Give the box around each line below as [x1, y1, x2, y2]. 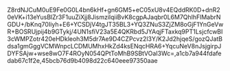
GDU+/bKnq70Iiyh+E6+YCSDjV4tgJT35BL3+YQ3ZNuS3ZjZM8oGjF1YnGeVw [7, 20, 224, 28]
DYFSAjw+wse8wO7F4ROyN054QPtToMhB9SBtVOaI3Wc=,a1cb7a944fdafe [7, 49, 222, 57]
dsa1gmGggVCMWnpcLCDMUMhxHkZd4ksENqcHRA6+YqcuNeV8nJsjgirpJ [7, 42, 222, 50]
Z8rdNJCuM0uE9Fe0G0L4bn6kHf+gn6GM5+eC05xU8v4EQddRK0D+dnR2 [7, 6, 221, 14]
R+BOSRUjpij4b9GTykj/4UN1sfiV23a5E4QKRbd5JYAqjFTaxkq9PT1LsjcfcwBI [7, 27, 223, 35]
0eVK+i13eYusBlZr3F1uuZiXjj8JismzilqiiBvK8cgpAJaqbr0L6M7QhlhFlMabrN [7, 13, 221, 21]
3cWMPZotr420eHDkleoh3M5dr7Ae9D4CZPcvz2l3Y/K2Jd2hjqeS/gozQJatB [7, 35, 223, 43]
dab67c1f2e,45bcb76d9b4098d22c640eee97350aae [7, 57, 158, 64]
